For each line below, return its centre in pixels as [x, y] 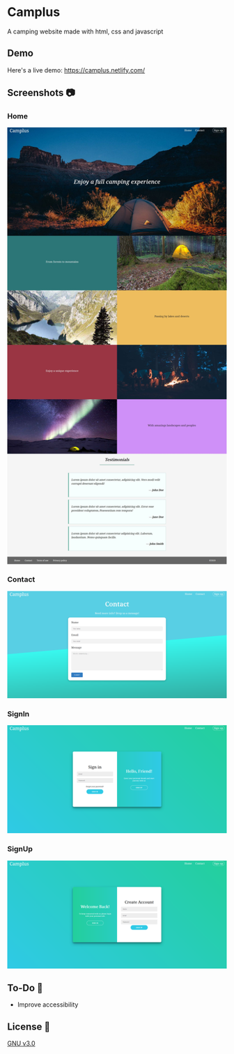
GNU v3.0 [22, 1044]
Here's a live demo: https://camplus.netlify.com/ [76, 70]
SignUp [20, 849]
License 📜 [29, 1026]
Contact [21, 580]
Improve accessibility [48, 1005]
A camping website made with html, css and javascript [85, 31]
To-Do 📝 [25, 988]
